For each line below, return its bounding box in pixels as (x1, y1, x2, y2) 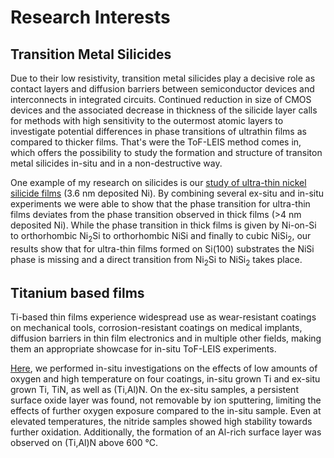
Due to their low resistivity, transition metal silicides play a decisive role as (10, 72, 316, 84)
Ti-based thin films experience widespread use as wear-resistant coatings (10, 311, 317, 323)
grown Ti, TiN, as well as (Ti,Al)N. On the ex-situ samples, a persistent (10, 384, 299, 396)
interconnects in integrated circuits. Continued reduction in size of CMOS (10, 94, 312, 105)
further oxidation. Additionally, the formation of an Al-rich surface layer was (10, 426, 322, 438)
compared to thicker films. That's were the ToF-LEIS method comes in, (10, 136, 302, 148)
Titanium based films (10, 284, 145, 301)
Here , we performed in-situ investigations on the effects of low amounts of (10, 362, 318, 375)
